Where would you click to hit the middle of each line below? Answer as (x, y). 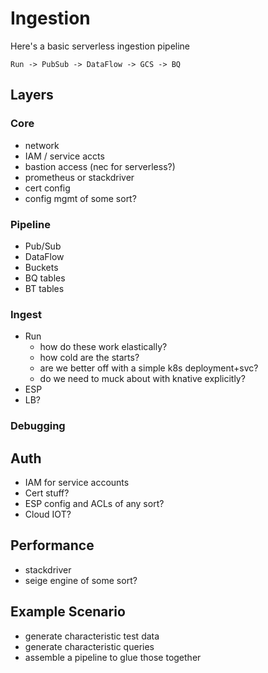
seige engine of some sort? (81, 580)
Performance (52, 545)
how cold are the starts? (89, 358)
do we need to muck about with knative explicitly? (142, 379)
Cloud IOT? (48, 514)
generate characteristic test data (92, 636)
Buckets (41, 267)
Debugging (38, 426)
